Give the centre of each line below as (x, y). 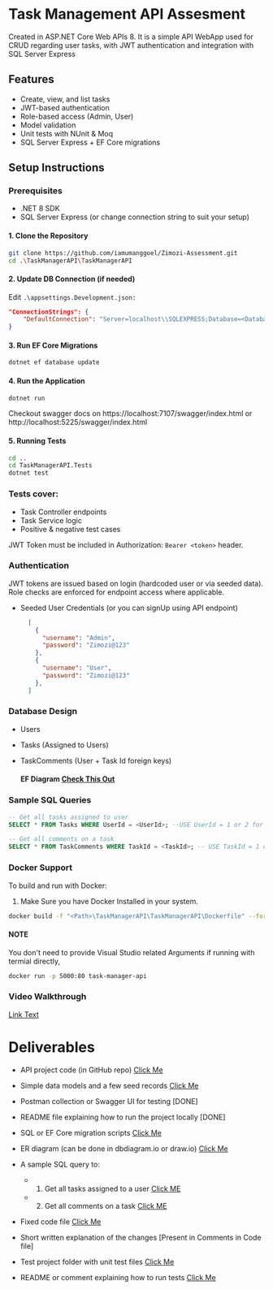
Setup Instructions (56, 168)
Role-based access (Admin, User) (77, 116)
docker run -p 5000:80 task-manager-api (78, 976)
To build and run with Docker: (58, 885)
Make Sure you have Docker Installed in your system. (109, 901)
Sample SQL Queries (50, 800)
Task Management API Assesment (127, 14)
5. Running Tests (37, 440)
